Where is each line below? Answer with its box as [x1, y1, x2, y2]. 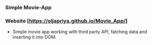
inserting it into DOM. [12, 34, 57, 40]
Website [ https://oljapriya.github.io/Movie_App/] [5, 17, 128, 24]
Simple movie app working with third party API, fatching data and [12, 29, 147, 35]
